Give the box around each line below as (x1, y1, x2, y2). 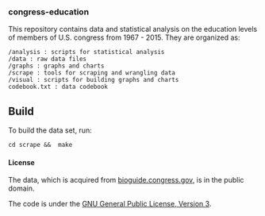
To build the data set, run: (8, 125, 93, 135)
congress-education (8, 6, 90, 17)
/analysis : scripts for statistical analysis (8, 48, 165, 56)
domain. (8, 183, 35, 193)
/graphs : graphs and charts (8, 62, 105, 70)
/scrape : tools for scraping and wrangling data (8, 69, 176, 77)
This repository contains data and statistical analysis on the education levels (8, 25, 258, 34)
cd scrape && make (8, 141, 73, 149)
